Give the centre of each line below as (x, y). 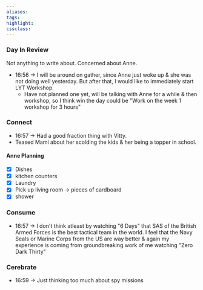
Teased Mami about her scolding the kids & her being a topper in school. (106, 142)
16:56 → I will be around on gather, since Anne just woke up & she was (103, 75)
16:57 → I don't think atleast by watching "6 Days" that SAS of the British (106, 226)
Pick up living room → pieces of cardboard (68, 190)
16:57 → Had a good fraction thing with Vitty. (71, 135)
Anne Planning (25, 156)
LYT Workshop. (35, 88)
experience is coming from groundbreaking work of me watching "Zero (104, 245)
